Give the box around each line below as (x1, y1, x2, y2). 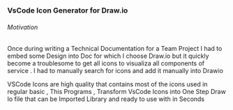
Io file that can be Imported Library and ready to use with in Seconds (7, 95, 205, 103)
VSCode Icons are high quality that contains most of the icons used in (7, 80, 208, 88)
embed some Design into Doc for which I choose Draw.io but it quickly (7, 52, 209, 61)
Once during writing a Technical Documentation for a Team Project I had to (7, 45, 223, 53)
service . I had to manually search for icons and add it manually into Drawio (7, 67, 223, 75)
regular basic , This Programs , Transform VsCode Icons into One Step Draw (7, 88, 227, 96)
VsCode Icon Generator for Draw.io (7, 6, 128, 15)
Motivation (7, 23, 38, 31)
